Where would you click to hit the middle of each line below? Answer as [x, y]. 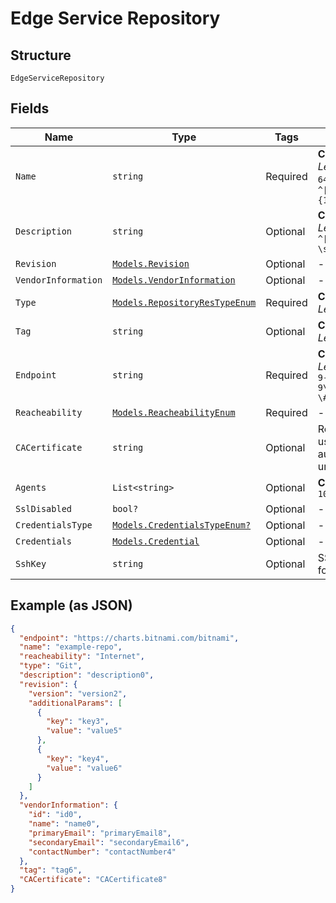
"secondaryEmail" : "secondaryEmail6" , [109, 842]
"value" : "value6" [84, 768]
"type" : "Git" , [51, 666]
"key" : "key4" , [78, 758]
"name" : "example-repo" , [71, 647]
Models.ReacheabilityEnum [174, 412]
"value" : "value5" [84, 731]
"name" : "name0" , [64, 824]
